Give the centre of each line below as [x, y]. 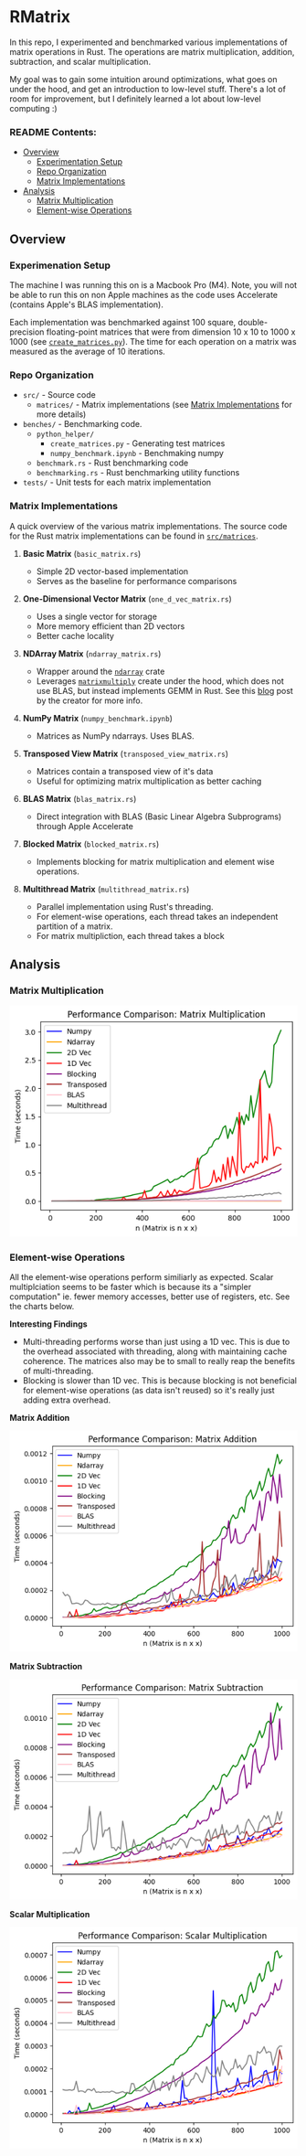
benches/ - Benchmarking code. [82, 424]
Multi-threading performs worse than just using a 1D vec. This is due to [156, 1341]
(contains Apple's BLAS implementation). [87, 304]
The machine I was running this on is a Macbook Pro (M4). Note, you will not [153, 284]
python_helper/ [65, 435]
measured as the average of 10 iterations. [88, 351]
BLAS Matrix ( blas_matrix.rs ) [79, 798]
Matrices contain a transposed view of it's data [125, 771]
